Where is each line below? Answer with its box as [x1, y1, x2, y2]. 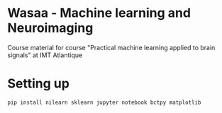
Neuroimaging [7, 20, 94, 36]
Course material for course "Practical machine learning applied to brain [7, 43, 216, 52]
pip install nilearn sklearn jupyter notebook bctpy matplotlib [7, 99, 201, 106]
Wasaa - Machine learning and [7, 5, 192, 21]
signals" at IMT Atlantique [7, 51, 83, 59]
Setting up [7, 76, 70, 92]
